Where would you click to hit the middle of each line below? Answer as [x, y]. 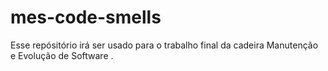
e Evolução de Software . [62, 55]
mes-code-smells [86, 17]
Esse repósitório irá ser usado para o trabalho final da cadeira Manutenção [164, 45]
